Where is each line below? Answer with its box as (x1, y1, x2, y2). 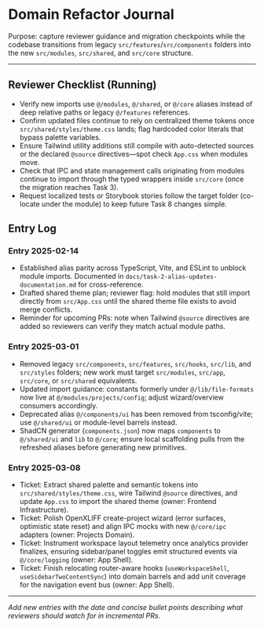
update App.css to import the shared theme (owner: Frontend (19, 497, 217, 506)
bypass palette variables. (19, 132, 101, 142)
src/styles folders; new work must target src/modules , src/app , (19, 367, 225, 377)
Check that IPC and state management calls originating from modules (19, 166, 245, 175)
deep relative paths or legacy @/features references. (19, 108, 190, 117)
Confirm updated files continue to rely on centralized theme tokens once (19, 115, 255, 125)
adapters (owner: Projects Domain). (19, 530, 135, 539)
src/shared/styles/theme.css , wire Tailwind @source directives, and (19, 488, 238, 498)
